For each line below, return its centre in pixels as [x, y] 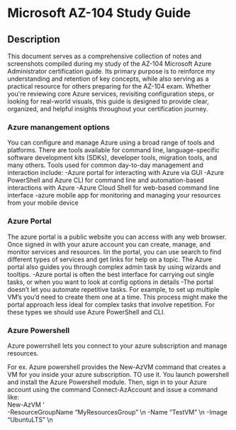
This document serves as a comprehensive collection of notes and [105, 56]
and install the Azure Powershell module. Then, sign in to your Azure [107, 382]
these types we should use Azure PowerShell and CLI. [86, 312]
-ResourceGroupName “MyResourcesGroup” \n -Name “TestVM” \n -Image [118, 412]
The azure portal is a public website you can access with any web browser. [117, 237]
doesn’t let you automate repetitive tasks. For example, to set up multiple [113, 289]
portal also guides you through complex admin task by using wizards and [114, 266]
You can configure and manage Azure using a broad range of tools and [111, 142]
